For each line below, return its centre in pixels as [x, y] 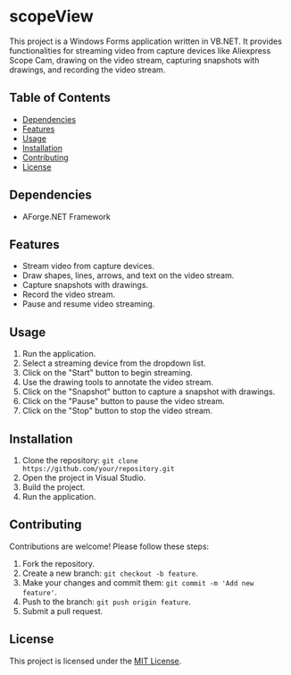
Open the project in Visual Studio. [84, 477]
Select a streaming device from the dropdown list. [114, 363]
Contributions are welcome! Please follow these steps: [109, 546]
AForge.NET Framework [67, 216]
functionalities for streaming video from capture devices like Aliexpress [140, 50]
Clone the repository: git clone [80, 460]
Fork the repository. [58, 563]
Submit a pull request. [62, 611]
